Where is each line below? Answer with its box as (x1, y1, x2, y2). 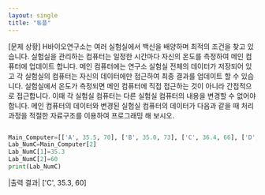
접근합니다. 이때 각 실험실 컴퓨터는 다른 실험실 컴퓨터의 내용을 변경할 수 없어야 (16, 91, 256, 100)
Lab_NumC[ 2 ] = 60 (8, 156, 58, 163)
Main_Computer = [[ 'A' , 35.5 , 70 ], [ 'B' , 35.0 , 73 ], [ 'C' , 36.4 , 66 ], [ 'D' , (8, 133, 259, 141)
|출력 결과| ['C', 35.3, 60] (8, 178, 87, 187)
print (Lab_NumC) (8, 163, 62, 171)
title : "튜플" (8, 19, 51, 27)
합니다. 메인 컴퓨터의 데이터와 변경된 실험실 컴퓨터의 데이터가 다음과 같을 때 (8, 100, 240, 111)
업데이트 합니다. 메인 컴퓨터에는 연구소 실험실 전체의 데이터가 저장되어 (28, 61, 244, 71)
